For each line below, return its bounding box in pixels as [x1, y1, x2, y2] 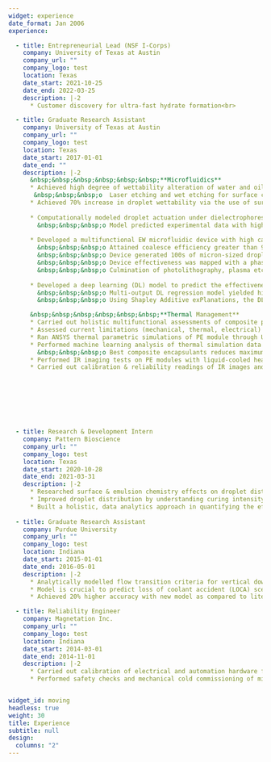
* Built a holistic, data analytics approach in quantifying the [29, 502, 254, 511]
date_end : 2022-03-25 [23, 86, 95, 94]
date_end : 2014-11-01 [23, 652, 95, 660]
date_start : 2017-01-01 [23, 153, 103, 161]
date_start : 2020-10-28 [23, 465, 103, 473]
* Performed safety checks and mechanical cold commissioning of [29, 675, 254, 683]
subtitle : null [8, 726, 60, 735]
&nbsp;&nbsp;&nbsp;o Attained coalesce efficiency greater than [37, 244, 258, 252]
